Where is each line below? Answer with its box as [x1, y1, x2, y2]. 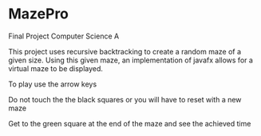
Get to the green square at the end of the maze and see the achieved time [8, 118, 251, 128]
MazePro [8, 5, 69, 23]
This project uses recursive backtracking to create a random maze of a [8, 46, 242, 56]
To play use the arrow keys [8, 79, 97, 89]
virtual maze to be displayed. [8, 63, 104, 73]
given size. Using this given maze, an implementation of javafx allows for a [8, 55, 254, 65]
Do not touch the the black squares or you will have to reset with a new [8, 94, 242, 104]
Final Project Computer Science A [8, 31, 120, 41]
